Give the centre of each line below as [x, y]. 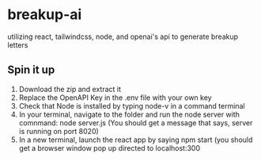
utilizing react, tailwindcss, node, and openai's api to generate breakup [123, 36]
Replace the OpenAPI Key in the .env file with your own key [115, 98]
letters [18, 44]
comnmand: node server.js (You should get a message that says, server [136, 123]
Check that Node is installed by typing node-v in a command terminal [132, 105]
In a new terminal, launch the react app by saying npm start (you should [136, 140]
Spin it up [31, 70]
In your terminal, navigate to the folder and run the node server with [129, 114]
